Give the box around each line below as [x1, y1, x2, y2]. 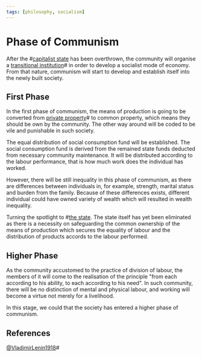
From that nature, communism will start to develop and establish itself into [6, 68, 190, 75]
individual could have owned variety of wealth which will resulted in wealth [6, 195, 192, 203]
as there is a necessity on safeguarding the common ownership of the [6, 220, 180, 228]
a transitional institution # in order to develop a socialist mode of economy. [6, 61, 190, 68]
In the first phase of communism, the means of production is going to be [6, 108, 186, 115]
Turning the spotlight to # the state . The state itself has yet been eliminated [6, 214, 191, 221]
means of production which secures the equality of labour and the [6, 226, 171, 234]
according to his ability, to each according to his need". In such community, [6, 280, 193, 287]
